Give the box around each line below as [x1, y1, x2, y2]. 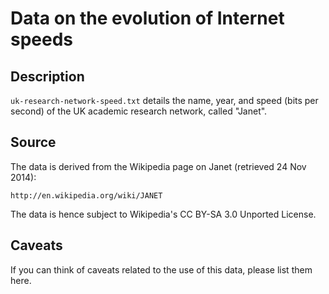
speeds [10, 28, 74, 51]
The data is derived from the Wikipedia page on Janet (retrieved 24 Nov [10, 160, 307, 172]
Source [10, 134, 57, 151]
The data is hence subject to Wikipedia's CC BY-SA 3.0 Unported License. [10, 208, 317, 220]
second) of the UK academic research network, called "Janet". [10, 105, 268, 117]
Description [10, 68, 85, 85]
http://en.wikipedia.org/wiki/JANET [10, 190, 163, 201]
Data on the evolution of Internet [10, 7, 285, 30]
